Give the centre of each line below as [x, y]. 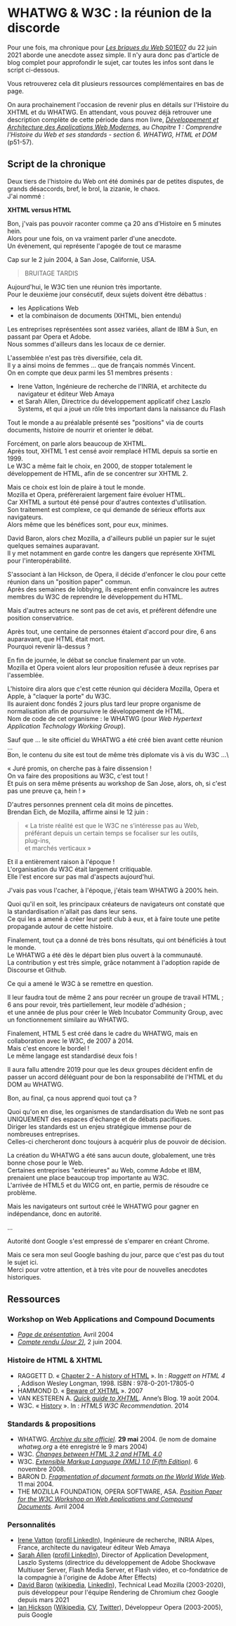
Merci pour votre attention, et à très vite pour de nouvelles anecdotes [107, 1270]
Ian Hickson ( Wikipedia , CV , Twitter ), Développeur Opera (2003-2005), [120, 1608]
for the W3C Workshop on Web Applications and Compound [105, 1499]
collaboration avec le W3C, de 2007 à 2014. [71, 1041]
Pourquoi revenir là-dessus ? [49, 646]
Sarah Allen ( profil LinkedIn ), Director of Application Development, [113, 1555]
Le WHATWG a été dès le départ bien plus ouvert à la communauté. [105, 955]
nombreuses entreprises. [44, 1134]
